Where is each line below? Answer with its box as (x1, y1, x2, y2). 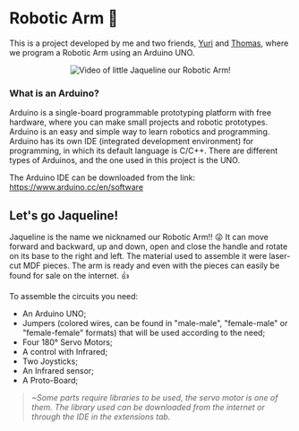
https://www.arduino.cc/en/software (9, 182, 144, 193)
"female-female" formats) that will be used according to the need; (21, 327, 266, 339)
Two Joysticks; (21, 356, 79, 366)
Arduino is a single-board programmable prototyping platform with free (9, 108, 271, 118)
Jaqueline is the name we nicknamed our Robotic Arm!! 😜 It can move (9, 232, 269, 243)
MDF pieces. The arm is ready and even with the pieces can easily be (22, 260, 280, 272)
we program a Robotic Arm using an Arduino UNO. (9, 47, 195, 57)
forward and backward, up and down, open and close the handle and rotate (9, 241, 288, 252)
